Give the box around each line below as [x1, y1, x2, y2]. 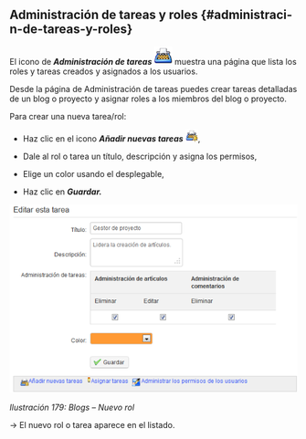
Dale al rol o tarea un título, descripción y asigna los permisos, [22, 151, 258, 162]
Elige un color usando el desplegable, [22, 168, 164, 179]
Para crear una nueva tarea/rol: [9, 110, 127, 121]
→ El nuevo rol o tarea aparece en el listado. [9, 420, 175, 431]
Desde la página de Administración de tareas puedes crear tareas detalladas [9, 83, 298, 94]
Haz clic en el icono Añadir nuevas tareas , [22, 132, 201, 144]
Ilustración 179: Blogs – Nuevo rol [9, 402, 135, 413]
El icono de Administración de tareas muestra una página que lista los [9, 56, 297, 67]
